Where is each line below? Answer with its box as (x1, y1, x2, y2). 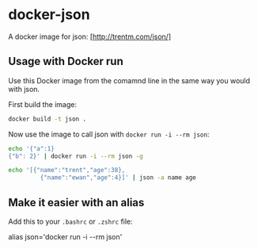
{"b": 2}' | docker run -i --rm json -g (8, 152, 144, 160)
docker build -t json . (8, 115, 87, 123)
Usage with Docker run (8, 55, 124, 68)
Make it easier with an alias (8, 196, 145, 209)
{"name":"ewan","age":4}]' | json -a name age (40, 174, 196, 182)
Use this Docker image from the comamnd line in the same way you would (8, 75, 251, 85)
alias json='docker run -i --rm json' (8, 232, 123, 241)
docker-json (8, 6, 90, 24)
